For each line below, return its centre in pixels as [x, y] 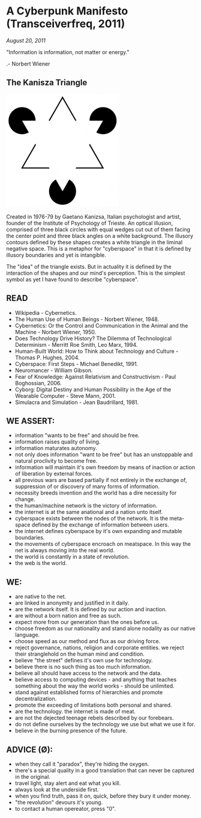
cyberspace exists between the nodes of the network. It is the [91, 519]
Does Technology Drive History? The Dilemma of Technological [93, 338]
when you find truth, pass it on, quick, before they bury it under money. [103, 796]
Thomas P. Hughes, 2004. [47, 357]
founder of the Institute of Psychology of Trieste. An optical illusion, [89, 223]
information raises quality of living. [58, 442]
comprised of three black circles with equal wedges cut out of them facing [98, 229]
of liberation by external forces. [54, 474]
